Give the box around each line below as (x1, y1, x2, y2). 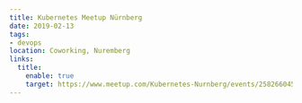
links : (9, 55, 34, 64)
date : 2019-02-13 (9, 21, 75, 30)
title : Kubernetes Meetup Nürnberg (9, 13, 143, 22)
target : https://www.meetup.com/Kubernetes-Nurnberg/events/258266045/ (25, 80, 299, 89)
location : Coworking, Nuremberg (9, 47, 130, 56)
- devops (9, 38, 42, 47)
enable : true (25, 72, 75, 81)
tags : (9, 30, 30, 39)
